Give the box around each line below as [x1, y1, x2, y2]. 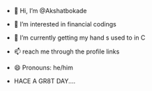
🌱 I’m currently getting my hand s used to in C [13, 33, 146, 42]
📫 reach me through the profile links [13, 47, 120, 56]
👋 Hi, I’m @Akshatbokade [13, 7, 87, 15]
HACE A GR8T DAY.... [13, 77, 76, 85]
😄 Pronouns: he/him [13, 63, 73, 72]
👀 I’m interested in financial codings [13, 20, 116, 28]
